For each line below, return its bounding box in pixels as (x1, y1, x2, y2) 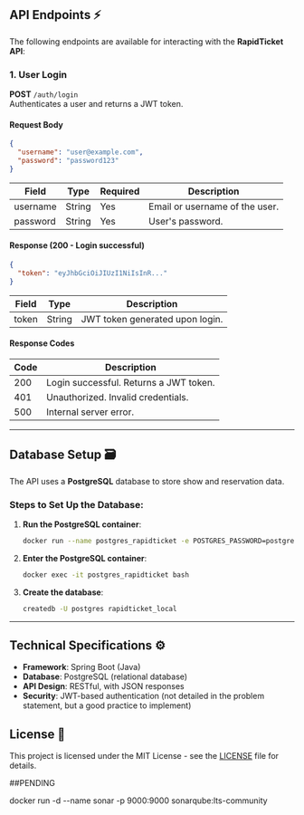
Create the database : (22, 587, 104, 598)
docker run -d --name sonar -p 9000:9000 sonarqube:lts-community (9, 795, 269, 806)
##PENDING (9, 778, 56, 789)
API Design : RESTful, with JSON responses (22, 681, 185, 692)
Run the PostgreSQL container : (22, 519, 142, 530)
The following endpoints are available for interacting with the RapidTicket (9, 35, 284, 47)
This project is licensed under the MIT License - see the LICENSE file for (9, 751, 279, 762)
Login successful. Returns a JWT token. (46, 376, 215, 388)
